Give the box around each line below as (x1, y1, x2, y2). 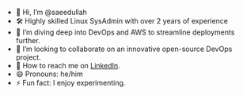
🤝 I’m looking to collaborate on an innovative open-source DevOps (15, 44, 233, 53)
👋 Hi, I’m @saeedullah (15, 8, 87, 16)
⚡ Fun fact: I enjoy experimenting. (15, 79, 126, 87)
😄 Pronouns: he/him (15, 69, 83, 79)
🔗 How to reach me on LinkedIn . (15, 61, 120, 70)
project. (15, 53, 41, 62)
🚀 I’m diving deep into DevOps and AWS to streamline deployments (15, 27, 235, 37)
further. (15, 36, 41, 45)
